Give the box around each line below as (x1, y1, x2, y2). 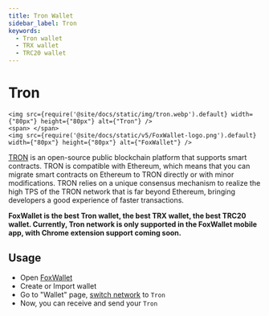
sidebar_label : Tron (8, 19, 78, 27)
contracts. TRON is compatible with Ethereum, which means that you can (8, 161, 251, 170)
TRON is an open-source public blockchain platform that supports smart (8, 152, 247, 162)
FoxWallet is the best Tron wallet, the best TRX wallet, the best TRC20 (8, 211, 247, 220)
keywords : (8, 27, 42, 35)
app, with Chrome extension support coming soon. (8, 228, 182, 237)
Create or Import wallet (19, 281, 97, 290)
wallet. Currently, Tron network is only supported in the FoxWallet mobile (8, 219, 258, 229)
